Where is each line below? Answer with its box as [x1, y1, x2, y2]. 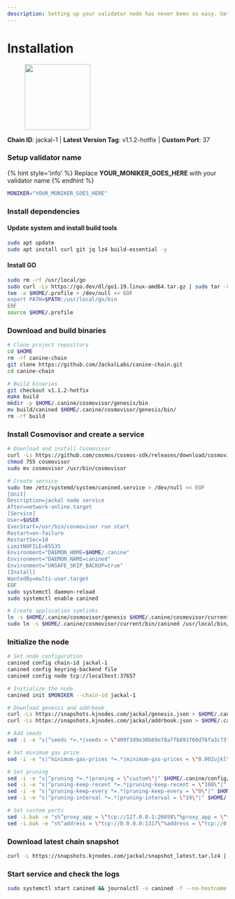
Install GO [7, 261, 37, 270]
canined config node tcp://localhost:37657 [7, 672, 136, 680]
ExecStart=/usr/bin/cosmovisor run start [7, 523, 130, 530]
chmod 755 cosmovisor [7, 458, 71, 466]
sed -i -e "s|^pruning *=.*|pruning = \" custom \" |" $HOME [7, 775, 180, 782]
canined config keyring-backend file [7, 666, 117, 673]
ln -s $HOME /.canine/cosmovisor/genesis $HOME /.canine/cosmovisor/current [7, 614, 230, 621]
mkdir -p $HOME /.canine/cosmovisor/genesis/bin [7, 400, 149, 407]
